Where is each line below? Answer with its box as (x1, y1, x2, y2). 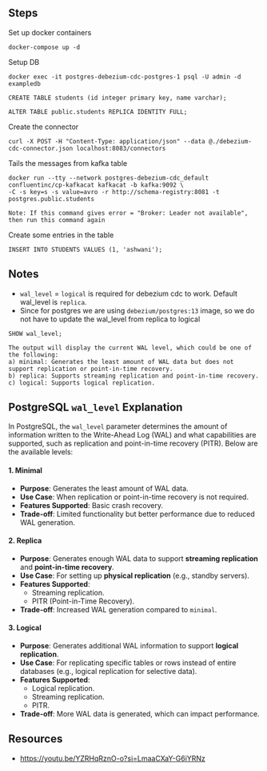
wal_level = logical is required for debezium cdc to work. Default (19, 289, 238, 298)
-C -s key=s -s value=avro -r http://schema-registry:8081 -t (8, 188, 220, 196)
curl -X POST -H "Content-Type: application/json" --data (8, 137, 205, 145)
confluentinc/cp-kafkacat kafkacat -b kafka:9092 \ (8, 180, 184, 189)
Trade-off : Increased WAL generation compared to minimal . (19, 604, 217, 614)
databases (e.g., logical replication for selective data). (19, 667, 197, 676)
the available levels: (8, 447, 74, 457)
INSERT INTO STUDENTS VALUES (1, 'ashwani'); (8, 245, 162, 253)
